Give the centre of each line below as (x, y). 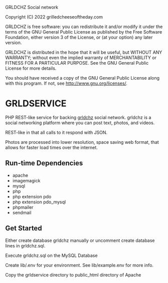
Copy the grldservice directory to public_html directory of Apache (73, 274)
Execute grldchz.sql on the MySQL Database (51, 255)
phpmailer (23, 207)
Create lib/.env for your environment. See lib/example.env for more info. (79, 265)
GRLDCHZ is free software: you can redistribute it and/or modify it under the (84, 27)
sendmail (22, 212)
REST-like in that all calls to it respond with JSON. (56, 132)
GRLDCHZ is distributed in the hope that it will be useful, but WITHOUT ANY (84, 52)
